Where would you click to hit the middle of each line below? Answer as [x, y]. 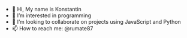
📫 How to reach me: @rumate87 [52, 28]
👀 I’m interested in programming [52, 15]
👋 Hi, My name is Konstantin [47, 9]
